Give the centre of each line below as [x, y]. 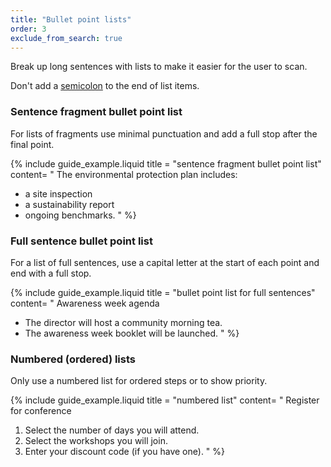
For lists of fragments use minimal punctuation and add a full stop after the [164, 133]
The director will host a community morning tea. [123, 322]
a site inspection [58, 193]
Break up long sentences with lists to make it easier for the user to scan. [159, 67]
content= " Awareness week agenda [85, 303]
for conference [41, 411]
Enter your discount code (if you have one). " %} [125, 452]
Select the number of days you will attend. [112, 430]
